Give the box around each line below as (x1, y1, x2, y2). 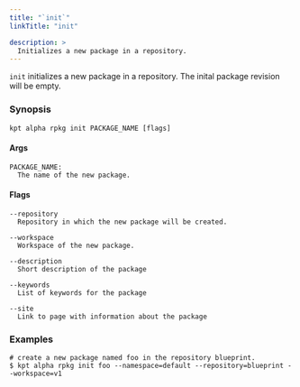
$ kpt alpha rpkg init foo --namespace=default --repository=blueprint (9, 362, 284, 371)
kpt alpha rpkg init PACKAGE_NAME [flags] (9, 124, 171, 133)
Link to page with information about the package (17, 312, 207, 321)
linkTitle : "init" (9, 22, 78, 31)
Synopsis (9, 103, 51, 115)
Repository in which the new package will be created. (17, 217, 228, 226)
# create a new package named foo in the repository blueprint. (9, 354, 256, 363)
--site (9, 304, 34, 313)
